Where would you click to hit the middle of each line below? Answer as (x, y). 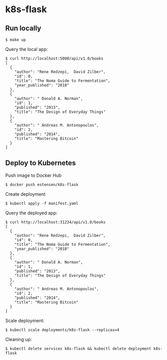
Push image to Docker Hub (34, 175)
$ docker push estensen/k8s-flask (42, 185)
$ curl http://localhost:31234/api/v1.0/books (55, 222)
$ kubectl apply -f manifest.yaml (42, 203)
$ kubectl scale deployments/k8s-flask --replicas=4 (62, 330)
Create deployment (25, 194)
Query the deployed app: (31, 213)
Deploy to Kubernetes (41, 163)
